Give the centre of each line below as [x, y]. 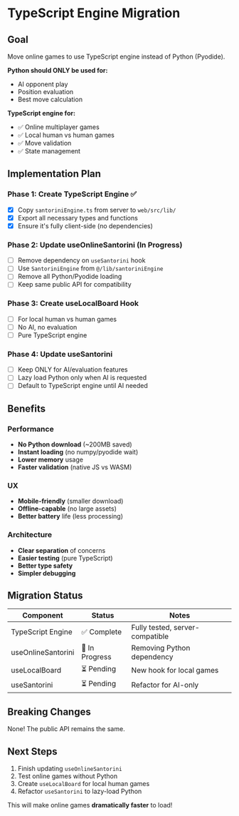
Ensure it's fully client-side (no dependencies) [85, 225]
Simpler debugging [47, 573]
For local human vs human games [67, 319]
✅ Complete [102, 632]
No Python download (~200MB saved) [75, 444]
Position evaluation [46, 92]
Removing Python [161, 648]
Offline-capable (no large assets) [67, 509]
